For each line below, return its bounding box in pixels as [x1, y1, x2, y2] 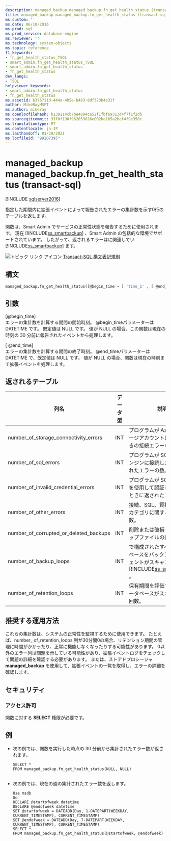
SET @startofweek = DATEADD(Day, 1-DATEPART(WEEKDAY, [12, 808, 129, 813]
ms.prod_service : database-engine [5, 31, 79, 36]
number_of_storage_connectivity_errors [8, 434, 103, 441]
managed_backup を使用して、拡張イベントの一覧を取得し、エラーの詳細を [5, 662, 165, 669]
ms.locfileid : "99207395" [5, 136, 60, 141]
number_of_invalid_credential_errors [8, 483, 95, 491]
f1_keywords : [5, 50, 33, 55]
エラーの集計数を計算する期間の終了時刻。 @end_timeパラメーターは [5, 348, 150, 354]
